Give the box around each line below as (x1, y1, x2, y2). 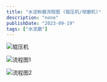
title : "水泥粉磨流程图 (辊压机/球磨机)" (6, 9, 101, 15)
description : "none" (6, 15, 59, 21)
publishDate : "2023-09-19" (6, 20, 75, 26)
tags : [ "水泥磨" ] (6, 26, 48, 32)
